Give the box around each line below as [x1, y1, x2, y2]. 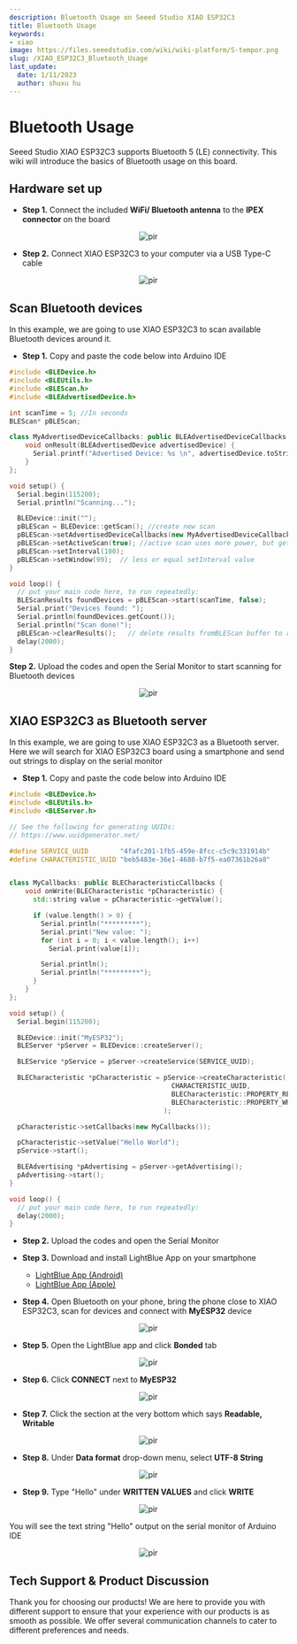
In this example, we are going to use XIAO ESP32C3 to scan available [9, 324, 262, 335]
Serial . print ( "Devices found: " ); [17, 604, 144, 614]
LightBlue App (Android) [34, 1270, 124, 1280]
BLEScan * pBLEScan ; [9, 417, 81, 426]
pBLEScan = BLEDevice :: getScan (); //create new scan [17, 522, 216, 531]
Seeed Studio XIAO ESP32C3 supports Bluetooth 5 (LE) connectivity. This [9, 146, 278, 157]
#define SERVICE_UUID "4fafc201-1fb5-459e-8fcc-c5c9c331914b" [9, 846, 271, 855]
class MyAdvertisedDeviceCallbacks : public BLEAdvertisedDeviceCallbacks [9, 433, 287, 442]
